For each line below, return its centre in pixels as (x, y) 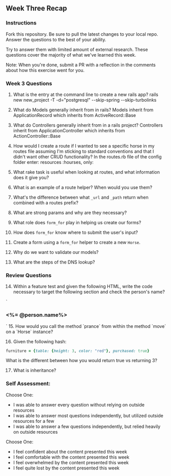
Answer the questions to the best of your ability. (56, 39)
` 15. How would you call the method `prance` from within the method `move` (86, 326)
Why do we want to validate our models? (56, 252)
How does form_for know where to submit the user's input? (75, 232)
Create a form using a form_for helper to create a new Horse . (77, 242)
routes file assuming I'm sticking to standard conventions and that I (83, 151)
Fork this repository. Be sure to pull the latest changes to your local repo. (82, 34)
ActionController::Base (37, 136)
